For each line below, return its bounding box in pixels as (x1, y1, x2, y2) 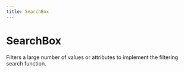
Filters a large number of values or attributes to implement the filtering (6, 54, 179, 61)
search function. (6, 60, 46, 67)
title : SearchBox (6, 8, 49, 15)
